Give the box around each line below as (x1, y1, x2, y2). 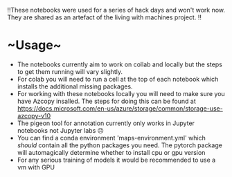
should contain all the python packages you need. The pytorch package (17, 141, 223, 149)
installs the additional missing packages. (17, 82, 133, 91)
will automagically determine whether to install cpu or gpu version (17, 148, 206, 156)
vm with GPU (17, 162, 55, 171)
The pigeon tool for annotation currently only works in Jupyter (17, 119, 195, 127)
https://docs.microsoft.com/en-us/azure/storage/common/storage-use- (17, 104, 223, 113)
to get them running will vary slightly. (17, 67, 123, 75)
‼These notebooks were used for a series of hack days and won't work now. (7, 6, 226, 14)
